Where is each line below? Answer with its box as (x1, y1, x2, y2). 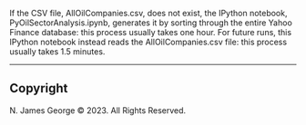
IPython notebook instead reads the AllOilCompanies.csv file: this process (9, 36, 288, 47)
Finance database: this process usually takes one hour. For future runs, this (9, 27, 292, 37)
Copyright (9, 81, 68, 96)
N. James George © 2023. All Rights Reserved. (9, 104, 187, 116)
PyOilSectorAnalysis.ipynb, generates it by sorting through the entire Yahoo (9, 17, 293, 28)
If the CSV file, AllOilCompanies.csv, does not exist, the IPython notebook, (9, 8, 288, 18)
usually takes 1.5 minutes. (9, 46, 106, 57)
